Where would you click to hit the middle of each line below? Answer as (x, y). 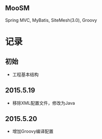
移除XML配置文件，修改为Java (44, 103)
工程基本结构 (25, 74)
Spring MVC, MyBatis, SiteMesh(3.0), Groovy (51, 20)
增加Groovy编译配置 (33, 132)
